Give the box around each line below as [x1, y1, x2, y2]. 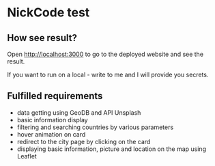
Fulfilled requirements [7, 90, 103, 102]
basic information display [16, 115, 88, 124]
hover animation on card [16, 130, 86, 138]
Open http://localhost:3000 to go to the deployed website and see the [7, 50, 203, 58]
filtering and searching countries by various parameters [16, 123, 174, 131]
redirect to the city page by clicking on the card [16, 137, 151, 146]
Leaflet [16, 152, 38, 160]
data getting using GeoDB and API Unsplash [16, 108, 141, 117]
